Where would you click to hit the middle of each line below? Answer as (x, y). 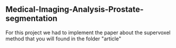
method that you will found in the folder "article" (63, 38)
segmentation (32, 19)
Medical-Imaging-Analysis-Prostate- (75, 10)
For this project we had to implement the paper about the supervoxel (88, 32)
